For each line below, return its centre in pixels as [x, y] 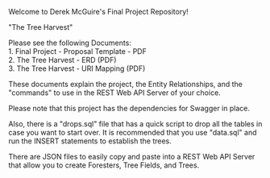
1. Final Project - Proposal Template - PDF [77, 51]
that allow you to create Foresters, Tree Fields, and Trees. [104, 165]
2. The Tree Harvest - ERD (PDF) [62, 60]
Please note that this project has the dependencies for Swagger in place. [129, 108]
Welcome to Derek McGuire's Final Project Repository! [99, 12]
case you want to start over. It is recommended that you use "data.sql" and [133, 132]
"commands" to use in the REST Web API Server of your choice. [115, 93]
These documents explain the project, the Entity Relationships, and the [126, 84]
